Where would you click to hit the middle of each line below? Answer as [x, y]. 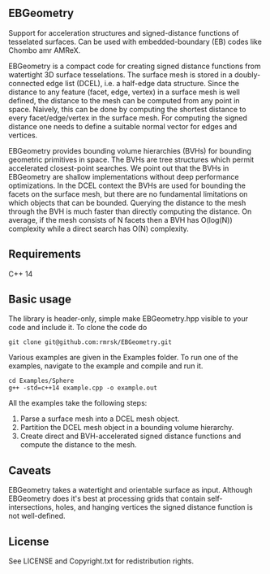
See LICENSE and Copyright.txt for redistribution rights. [101, 561]
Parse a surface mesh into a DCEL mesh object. [100, 419]
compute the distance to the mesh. [78, 445]
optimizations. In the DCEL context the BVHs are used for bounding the [127, 185]
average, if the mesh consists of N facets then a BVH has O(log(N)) [120, 220]
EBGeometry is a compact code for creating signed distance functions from [135, 66]
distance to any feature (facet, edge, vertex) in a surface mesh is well [124, 92]
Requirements [45, 254]
